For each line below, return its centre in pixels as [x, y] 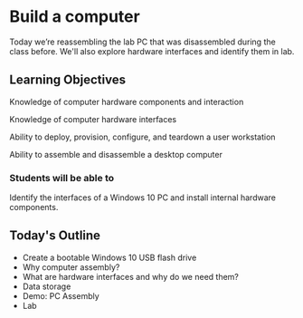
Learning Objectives [68, 80]
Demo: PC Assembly [61, 295]
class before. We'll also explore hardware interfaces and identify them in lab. [152, 51]
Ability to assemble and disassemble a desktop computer [116, 154]
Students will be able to [62, 178]
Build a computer [75, 17]
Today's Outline [55, 236]
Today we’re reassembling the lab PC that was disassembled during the [142, 42]
